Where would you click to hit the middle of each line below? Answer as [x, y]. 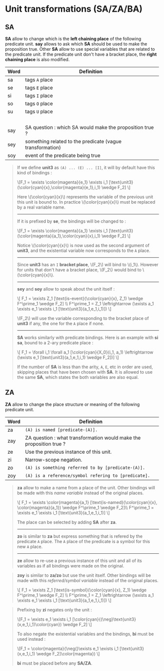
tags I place [39, 95]
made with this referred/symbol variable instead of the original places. [88, 580]
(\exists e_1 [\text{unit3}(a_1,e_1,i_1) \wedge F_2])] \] [68, 357]
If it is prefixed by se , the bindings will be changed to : [71, 221]
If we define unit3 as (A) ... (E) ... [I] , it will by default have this [86, 168]
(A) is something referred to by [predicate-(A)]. [85, 468]
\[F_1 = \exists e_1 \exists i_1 [44, 619]
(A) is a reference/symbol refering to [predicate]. [88, 475]
